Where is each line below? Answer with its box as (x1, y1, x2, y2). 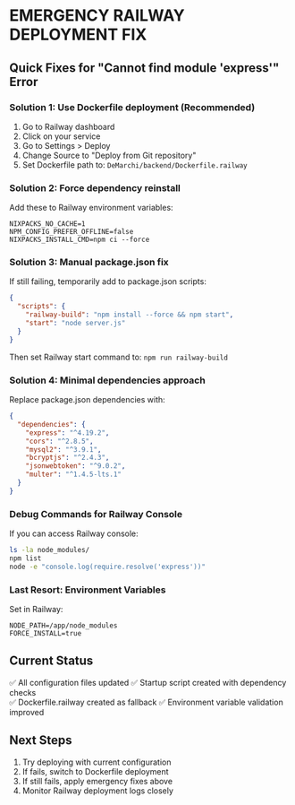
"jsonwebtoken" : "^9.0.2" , (25, 462, 126, 471)
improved (9, 706, 45, 717)
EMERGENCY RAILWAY (9, 5, 185, 26)
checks (9, 687, 37, 697)
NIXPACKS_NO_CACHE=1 (9, 220, 87, 229)
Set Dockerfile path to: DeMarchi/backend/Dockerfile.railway (21, 159, 248, 170)
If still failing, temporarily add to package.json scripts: (9, 276, 207, 287)
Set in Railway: (9, 603, 63, 614)
